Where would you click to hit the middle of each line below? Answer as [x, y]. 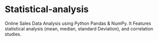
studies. [13, 34]
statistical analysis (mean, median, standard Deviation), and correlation [79, 28]
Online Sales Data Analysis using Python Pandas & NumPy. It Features [78, 23]
